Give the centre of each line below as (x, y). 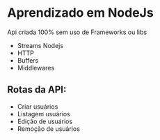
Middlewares (36, 68)
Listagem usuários (44, 114)
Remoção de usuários (48, 129)
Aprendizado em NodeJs (81, 13)
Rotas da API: (37, 90)
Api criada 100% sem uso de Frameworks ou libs (77, 32)
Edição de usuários (45, 121)
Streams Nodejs (40, 45)
